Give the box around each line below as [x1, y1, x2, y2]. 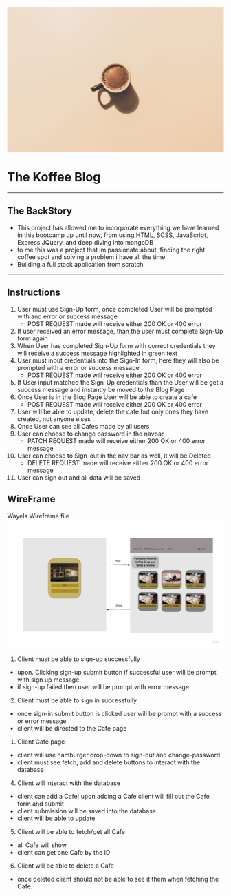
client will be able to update [16, 814, 96, 823]
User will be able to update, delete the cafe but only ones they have [16, 407, 209, 416]
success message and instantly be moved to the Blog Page [16, 385, 185, 394]
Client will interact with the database [16, 779, 120, 787]
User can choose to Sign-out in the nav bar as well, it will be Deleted [16, 451, 211, 460]
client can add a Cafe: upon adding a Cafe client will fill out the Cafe [16, 793, 210, 801]
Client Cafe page [16, 737, 65, 746]
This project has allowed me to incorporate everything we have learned [16, 223, 219, 232]
